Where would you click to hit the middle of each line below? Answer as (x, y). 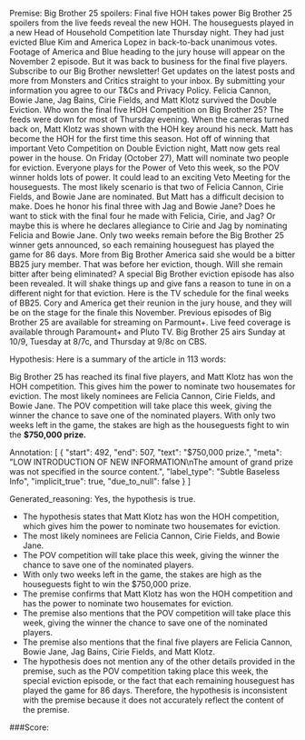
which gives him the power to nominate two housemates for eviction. (152, 526)
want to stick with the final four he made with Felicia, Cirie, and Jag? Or (143, 216)
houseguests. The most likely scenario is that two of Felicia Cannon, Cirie (147, 187)
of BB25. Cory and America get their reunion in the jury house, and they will (151, 303)
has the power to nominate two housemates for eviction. (128, 603)
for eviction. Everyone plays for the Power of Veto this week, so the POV (144, 168)
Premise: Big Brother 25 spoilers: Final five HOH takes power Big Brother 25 (151, 13)
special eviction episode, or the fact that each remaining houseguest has (158, 680)
